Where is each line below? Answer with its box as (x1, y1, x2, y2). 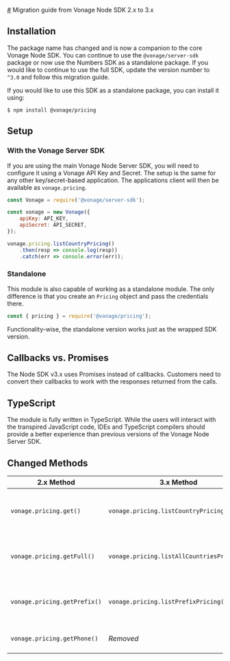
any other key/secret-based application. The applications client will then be (7, 176, 219, 184)
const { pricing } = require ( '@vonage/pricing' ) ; (7, 312, 152, 319)
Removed (108, 634, 139, 643)
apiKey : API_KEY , (19, 215, 69, 222)
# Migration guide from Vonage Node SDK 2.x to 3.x (7, 6, 154, 14)
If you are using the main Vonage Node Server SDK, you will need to (7, 161, 200, 170)
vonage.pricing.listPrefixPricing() (108, 598, 228, 606)
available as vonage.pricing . (7, 183, 87, 191)
